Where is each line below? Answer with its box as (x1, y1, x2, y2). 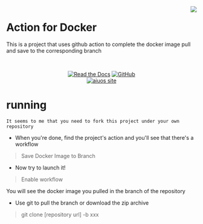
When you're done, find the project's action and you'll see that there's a (14, 134, 194, 141)
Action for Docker (6, 21, 97, 35)
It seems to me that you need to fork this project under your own (6, 118, 180, 124)
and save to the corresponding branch (6, 47, 101, 54)
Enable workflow (21, 176, 63, 183)
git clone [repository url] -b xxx (21, 211, 99, 218)
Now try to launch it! (14, 163, 66, 171)
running (6, 98, 47, 112)
